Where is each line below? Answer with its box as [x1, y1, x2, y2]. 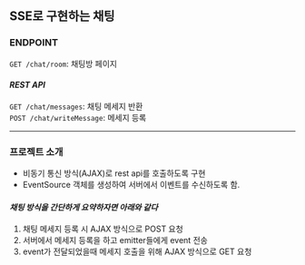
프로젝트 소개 [9, 145, 64, 158]
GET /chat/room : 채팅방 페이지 [9, 58, 118, 69]
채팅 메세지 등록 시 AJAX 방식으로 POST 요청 [22, 223, 183, 234]
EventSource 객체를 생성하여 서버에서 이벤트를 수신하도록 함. [22, 180, 241, 191]
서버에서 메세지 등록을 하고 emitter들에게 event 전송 [22, 235, 209, 246]
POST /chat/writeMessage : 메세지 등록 [9, 112, 147, 123]
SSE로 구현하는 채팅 [9, 8, 115, 25]
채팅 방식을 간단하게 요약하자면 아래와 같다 [9, 201, 159, 212]
